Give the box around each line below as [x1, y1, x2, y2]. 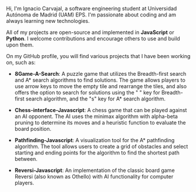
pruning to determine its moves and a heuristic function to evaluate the [14, 119, 186, 126]
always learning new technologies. [6, 18, 90, 24]
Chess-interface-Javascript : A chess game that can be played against [14, 107, 187, 113]
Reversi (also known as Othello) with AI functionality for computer [14, 173, 174, 180]
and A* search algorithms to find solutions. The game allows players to [14, 76, 186, 83]
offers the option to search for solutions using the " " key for [14, 89, 160, 96]
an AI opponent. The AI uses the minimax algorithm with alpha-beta [14, 113, 178, 120]
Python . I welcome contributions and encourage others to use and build [6, 35, 180, 42]
